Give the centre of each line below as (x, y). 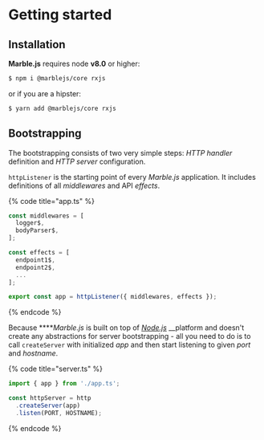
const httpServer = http (50, 398)
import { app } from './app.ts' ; (64, 384)
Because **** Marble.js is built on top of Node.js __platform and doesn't (126, 328)
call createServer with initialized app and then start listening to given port (130, 345)
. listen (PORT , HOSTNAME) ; (59, 413)
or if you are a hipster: (45, 93)
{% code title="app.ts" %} (51, 201)
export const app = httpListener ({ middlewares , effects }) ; (113, 297)
